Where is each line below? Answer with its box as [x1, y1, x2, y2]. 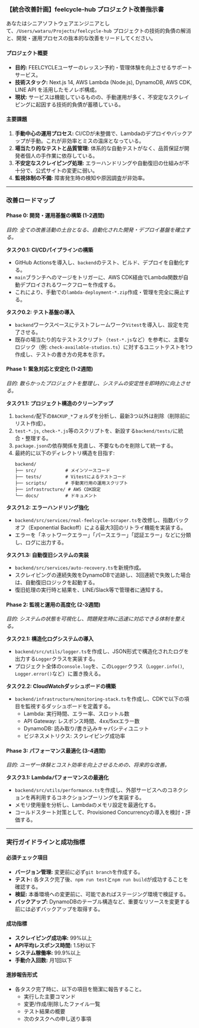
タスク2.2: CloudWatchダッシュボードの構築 [6, 683, 117, 690]
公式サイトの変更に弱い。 [35, 167, 98, 174]
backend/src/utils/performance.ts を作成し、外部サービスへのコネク [14, 787, 183, 794]
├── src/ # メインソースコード [14, 467, 111, 474]
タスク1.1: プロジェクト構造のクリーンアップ [6, 400, 114, 407]
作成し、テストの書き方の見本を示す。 [14, 351, 108, 358]
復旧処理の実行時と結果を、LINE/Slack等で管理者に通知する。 [14, 586, 166, 594]
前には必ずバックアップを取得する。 [14, 905, 104, 912]
